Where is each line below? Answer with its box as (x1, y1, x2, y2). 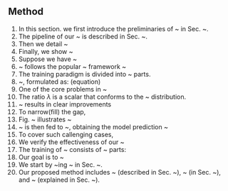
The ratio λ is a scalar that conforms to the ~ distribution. (18, 92, 187, 101)
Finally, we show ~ (18, 47, 73, 55)
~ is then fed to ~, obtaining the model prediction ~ (18, 122, 168, 131)
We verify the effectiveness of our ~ (18, 138, 125, 146)
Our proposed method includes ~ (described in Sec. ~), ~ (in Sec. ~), (18, 168, 222, 176)
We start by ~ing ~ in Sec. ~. (18, 160, 103, 169)
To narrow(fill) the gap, (18, 107, 86, 116)
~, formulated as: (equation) (18, 77, 101, 86)
